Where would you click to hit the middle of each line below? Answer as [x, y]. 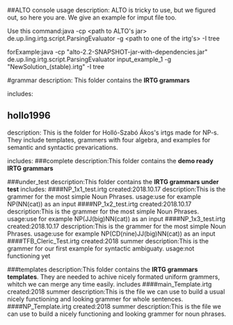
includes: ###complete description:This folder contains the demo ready [110, 160]
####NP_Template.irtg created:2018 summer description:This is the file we [114, 306]
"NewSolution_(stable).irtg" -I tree [56, 67]
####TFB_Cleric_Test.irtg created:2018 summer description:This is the [108, 241]
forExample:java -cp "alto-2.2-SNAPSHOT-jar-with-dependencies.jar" [107, 52]
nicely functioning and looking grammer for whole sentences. [95, 298]
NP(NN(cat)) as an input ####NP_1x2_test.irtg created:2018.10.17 [99, 204]
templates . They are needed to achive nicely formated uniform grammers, [114, 277]
